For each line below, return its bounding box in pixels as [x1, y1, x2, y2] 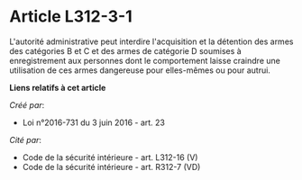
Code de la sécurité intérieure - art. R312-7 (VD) [22, 161, 201, 172]
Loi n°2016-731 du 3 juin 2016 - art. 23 [22, 117, 165, 128]
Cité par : [9, 134, 42, 145]
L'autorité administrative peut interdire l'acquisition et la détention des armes [9, 36, 294, 47]
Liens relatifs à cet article [9, 82, 106, 93]
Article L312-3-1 [9, 6, 133, 27]
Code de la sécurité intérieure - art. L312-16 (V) [22, 151, 198, 163]
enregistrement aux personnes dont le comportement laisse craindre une [9, 55, 281, 66]
